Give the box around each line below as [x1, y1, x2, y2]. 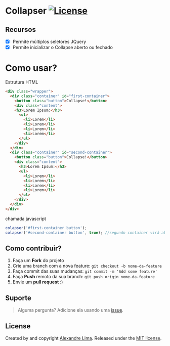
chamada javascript [5, 215, 47, 222]
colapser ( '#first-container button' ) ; [5, 225, 87, 230]
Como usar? [5, 62, 57, 74]
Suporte [5, 293, 31, 302]
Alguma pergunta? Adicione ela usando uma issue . [17, 307, 124, 313]
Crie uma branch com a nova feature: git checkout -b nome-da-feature [12, 263, 162, 269]
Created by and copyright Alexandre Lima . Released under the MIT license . [5, 335, 162, 341]
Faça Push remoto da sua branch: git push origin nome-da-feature [12, 274, 155, 280]
